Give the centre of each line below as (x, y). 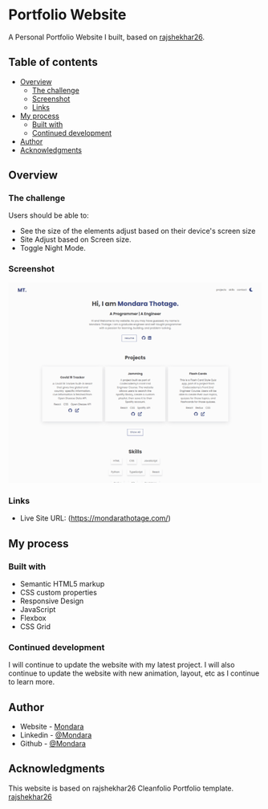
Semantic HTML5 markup (62, 583)
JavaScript (38, 609)
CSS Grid (35, 626)
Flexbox (33, 618)
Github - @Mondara (53, 743)
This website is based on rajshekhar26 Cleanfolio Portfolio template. (121, 788)
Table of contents (53, 62)
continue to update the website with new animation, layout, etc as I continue (134, 673)
